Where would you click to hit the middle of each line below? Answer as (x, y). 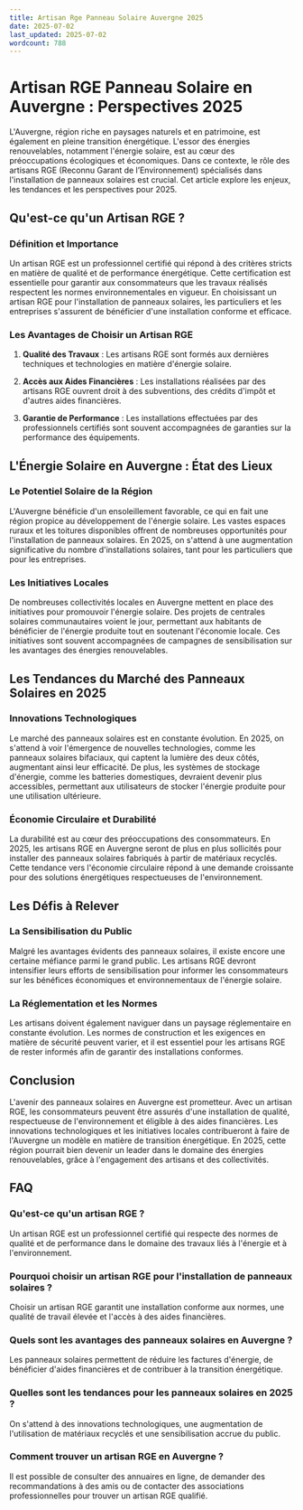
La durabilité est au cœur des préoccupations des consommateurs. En (140, 839)
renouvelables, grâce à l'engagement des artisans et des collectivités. (139, 1159)
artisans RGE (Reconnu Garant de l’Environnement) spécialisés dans (136, 170)
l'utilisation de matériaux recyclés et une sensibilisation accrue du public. (145, 1433)
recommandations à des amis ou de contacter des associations (127, 1486)
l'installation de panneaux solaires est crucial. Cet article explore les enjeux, (150, 180)
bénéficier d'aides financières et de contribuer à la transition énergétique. (146, 1369)
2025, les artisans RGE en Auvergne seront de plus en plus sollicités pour (146, 849)
